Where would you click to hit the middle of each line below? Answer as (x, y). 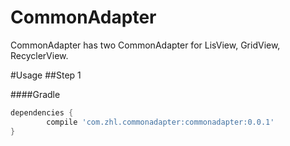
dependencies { (42, 112)
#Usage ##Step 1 (46, 75)
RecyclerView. (39, 55)
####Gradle (35, 94)
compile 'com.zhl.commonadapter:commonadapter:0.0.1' (160, 122)
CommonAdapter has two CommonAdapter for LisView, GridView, (145, 45)
